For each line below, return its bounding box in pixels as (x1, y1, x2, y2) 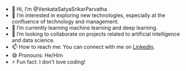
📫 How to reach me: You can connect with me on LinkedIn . (11, 43, 155, 50)
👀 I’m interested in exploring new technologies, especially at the (11, 12, 166, 19)
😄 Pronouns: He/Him (11, 52, 63, 59)
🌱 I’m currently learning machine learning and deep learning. (11, 24, 158, 31)
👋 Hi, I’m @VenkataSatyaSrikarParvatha (11, 6, 107, 12)
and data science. (11, 37, 55, 43)
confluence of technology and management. (11, 18, 119, 25)
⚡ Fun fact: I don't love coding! (11, 59, 86, 65)
